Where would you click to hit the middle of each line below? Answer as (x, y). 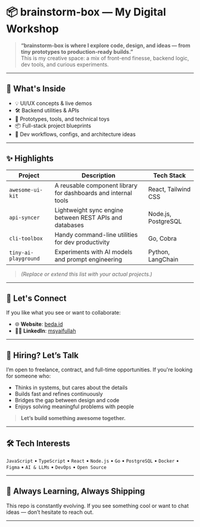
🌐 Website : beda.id (39, 324)
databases (69, 225)
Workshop (32, 29)
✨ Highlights (30, 158)
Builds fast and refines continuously (59, 394)
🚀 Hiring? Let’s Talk (43, 355)
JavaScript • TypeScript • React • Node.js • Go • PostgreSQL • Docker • (93, 460)
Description (99, 175)
